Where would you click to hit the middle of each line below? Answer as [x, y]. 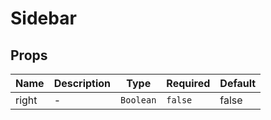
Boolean [138, 100]
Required [188, 83]
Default [238, 83]
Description [82, 83]
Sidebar [43, 18]
